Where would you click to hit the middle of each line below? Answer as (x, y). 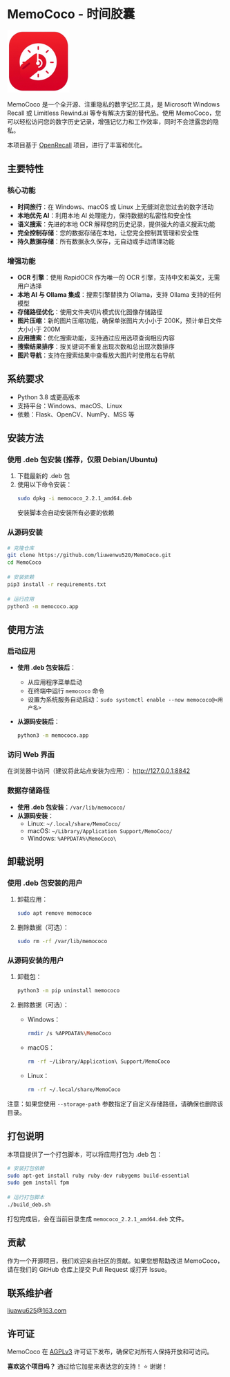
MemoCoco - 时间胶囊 (71, 14)
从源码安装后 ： (38, 722)
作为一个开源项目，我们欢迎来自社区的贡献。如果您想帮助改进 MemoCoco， (115, 1261)
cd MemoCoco (24, 563)
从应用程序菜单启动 (55, 682)
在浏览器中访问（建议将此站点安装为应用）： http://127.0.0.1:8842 (99, 771)
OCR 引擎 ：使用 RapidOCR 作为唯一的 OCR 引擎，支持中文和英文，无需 (118, 277)
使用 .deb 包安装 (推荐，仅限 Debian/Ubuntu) (83, 459)
